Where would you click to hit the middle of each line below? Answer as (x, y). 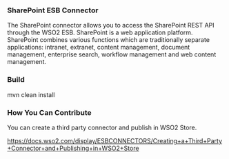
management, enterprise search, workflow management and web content (112, 54)
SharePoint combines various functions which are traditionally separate (109, 40)
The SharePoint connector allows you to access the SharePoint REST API (111, 25)
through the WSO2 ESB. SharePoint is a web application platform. (100, 32)
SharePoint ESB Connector (53, 10)
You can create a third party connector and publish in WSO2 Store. (102, 127)
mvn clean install (31, 94)
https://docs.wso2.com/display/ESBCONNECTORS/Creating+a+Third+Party (115, 140)
